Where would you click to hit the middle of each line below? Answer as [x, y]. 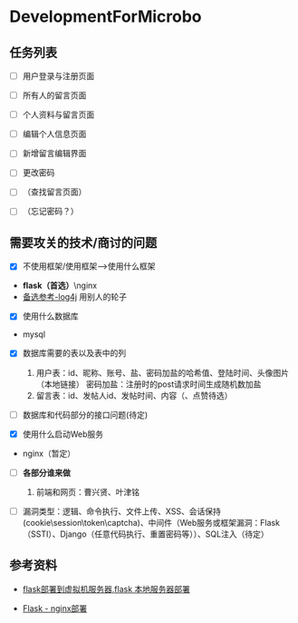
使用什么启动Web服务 [63, 434]
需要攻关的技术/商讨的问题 [83, 242]
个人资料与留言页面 [58, 114]
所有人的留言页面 [54, 95]
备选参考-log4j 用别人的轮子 [74, 297]
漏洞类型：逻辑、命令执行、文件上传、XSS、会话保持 [122, 511]
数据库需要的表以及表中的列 [74, 353]
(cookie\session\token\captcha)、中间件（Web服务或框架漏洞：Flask [151, 522]
